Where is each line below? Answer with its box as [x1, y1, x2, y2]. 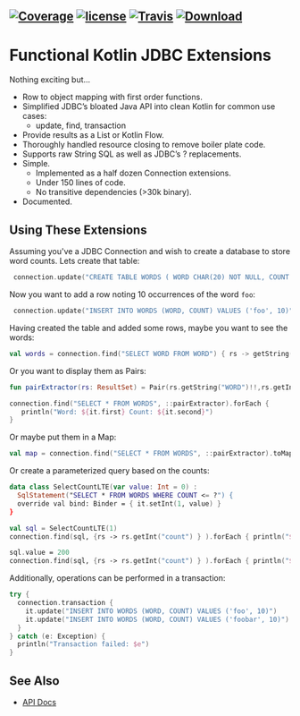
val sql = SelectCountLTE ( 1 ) [9, 524, 118, 533]
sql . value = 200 [9, 548, 70, 558]
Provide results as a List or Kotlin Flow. [21, 130, 164, 141]
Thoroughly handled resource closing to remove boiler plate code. [21, 140, 266, 150]
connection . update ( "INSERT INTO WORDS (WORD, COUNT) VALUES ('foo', [12, 306, 274, 316]
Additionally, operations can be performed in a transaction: [9, 573, 226, 584]
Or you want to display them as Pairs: [9, 365, 147, 376]
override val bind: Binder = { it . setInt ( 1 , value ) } [17, 499, 221, 508]
